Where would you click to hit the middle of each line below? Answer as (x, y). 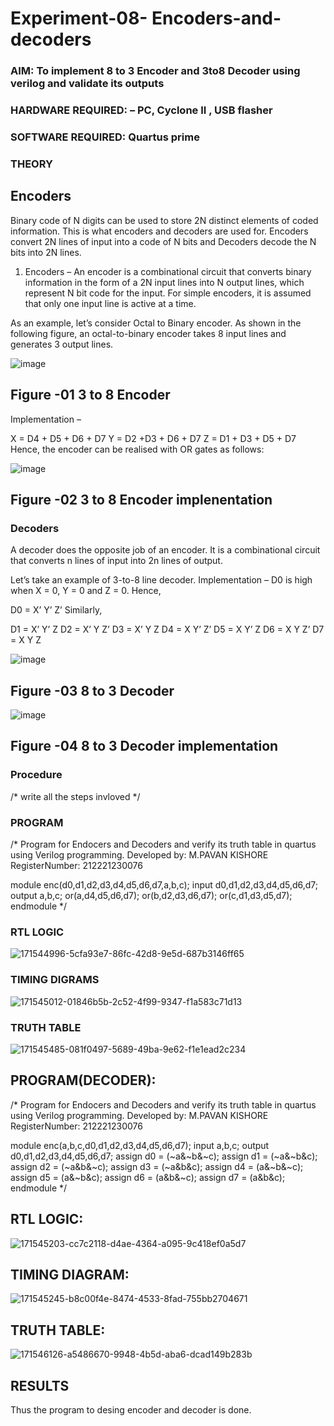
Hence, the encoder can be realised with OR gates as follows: (137, 449)
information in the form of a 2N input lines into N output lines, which (164, 282)
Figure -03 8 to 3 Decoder (92, 690)
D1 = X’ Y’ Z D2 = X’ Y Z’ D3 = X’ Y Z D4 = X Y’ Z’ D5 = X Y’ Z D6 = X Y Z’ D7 (167, 629)
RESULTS (40, 1385)
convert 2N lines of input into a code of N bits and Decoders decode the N (163, 241)
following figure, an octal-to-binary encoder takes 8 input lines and (148, 333)
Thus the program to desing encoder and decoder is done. (131, 1409)
